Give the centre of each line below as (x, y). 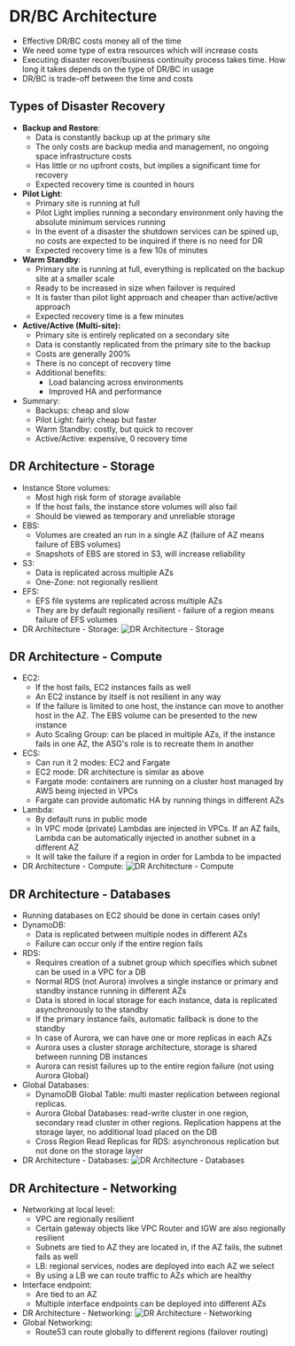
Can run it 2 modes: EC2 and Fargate (103, 763)
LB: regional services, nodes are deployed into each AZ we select (155, 1266)
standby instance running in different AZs (111, 991)
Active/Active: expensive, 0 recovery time (111, 438)
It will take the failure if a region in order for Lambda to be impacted (158, 857)
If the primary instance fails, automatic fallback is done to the (147, 1019)
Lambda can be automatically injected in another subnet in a (145, 838)
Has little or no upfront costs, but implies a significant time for (148, 165)
